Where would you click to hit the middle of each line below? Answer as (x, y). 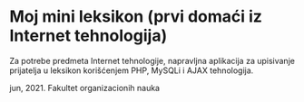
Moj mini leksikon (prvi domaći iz (136, 17)
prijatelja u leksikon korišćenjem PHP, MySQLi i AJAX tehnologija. (132, 70)
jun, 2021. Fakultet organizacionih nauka (85, 88)
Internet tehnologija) (88, 36)
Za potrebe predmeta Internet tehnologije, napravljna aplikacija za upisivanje (152, 60)
